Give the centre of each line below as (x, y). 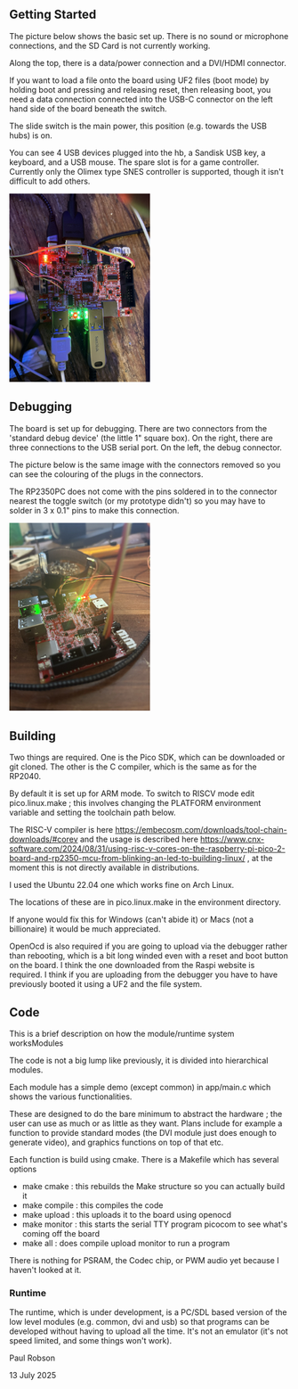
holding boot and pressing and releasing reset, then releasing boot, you (140, 89)
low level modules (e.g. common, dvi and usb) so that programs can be (139, 1322)
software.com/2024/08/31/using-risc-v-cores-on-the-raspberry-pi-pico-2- (148, 849)
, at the (260, 859)
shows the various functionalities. (71, 1097)
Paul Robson (32, 1358)
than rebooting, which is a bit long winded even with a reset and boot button (149, 956)
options (23, 1169)
